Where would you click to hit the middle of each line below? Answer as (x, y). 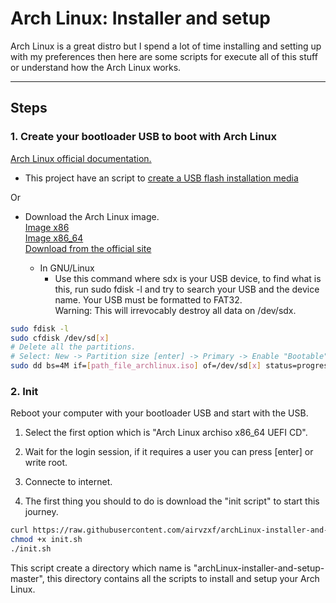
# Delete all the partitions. (73, 347)
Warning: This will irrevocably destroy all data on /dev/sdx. (175, 310)
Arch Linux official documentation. (81, 158)
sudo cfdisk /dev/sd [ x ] (60, 338)
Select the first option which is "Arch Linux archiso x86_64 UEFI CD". (166, 433)
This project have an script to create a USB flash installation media (161, 178)
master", (27, 578)
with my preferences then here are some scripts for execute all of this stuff (164, 56)
